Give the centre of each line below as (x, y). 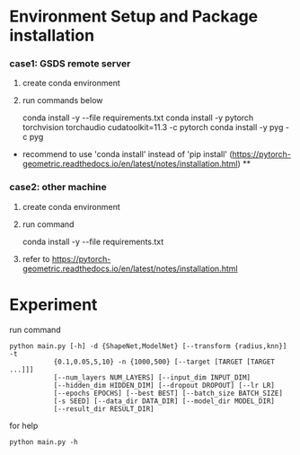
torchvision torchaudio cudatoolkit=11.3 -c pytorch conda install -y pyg (153, 127)
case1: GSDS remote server (70, 64)
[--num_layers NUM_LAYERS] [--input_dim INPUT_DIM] (152, 377)
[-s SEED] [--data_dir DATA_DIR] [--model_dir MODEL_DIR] (164, 401)
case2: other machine (58, 188)
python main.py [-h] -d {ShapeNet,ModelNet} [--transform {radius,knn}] (148, 346)
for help (24, 425)
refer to (36, 258)
